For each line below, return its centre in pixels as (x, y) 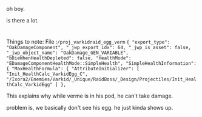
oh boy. (16, 9)
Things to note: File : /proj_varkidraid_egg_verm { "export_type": (88, 42)
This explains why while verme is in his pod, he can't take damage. (90, 96)
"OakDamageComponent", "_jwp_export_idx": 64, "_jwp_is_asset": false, (99, 48)
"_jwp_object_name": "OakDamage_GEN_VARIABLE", (68, 53)
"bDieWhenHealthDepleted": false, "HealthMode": (69, 58)
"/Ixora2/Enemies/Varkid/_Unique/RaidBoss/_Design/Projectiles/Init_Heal (102, 79)
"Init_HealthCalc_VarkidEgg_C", (47, 74)
